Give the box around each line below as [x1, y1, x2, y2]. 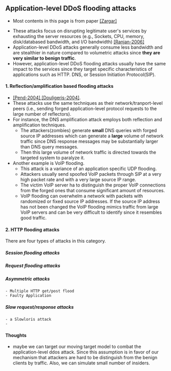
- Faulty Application [5, 293, 52, 298]
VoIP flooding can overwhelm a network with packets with [20, 193, 143, 199]
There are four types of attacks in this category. [5, 238, 106, 244]
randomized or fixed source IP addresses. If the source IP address [20, 198, 160, 205]
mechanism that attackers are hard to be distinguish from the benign [12, 355, 158, 361]
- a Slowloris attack [5, 317, 52, 322]
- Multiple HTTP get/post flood [5, 288, 74, 293]
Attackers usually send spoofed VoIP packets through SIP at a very [20, 171, 162, 177]
